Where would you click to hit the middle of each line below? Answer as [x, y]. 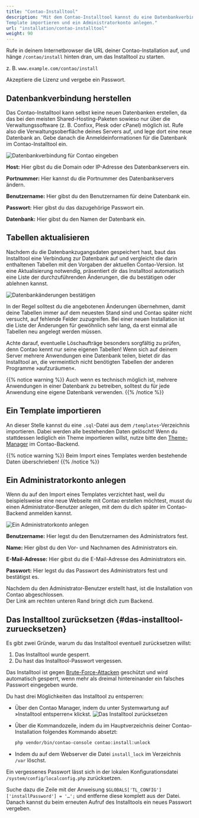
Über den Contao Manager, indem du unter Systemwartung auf [92, 708]
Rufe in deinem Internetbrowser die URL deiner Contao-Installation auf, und [98, 50]
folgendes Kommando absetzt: [80, 732]
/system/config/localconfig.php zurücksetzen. [64, 778]
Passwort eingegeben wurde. [42, 685]
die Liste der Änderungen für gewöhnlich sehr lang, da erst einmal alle [92, 325]
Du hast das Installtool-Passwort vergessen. [68, 661]
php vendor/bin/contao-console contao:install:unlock [82, 743]
